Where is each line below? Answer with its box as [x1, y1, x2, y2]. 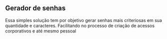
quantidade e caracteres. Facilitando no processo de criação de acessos [5, 22, 155, 28]
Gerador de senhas [5, 4, 66, 12]
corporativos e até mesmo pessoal [5, 27, 76, 34]
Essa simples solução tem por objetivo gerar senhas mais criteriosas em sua [5, 17, 162, 23]
